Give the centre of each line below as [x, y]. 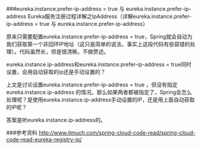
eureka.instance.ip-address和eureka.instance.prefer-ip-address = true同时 [99, 64]
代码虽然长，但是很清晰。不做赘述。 [64, 52]
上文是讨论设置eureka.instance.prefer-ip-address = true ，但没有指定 [92, 85]
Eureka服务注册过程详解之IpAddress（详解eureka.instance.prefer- [109, 16]
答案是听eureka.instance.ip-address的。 [56, 120]
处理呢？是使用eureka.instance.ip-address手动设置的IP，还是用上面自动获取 [101, 100]
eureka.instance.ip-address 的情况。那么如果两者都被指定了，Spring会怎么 [99, 92]
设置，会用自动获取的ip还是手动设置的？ [56, 72]
